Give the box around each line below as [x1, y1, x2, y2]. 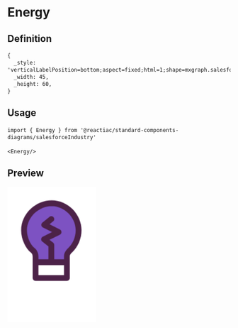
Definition [7, 33, 52, 45]
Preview [7, 168, 45, 180]
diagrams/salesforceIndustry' [7, 133, 97, 141]
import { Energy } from [7, 126, 78, 133]
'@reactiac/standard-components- [80, 126, 179, 133]
